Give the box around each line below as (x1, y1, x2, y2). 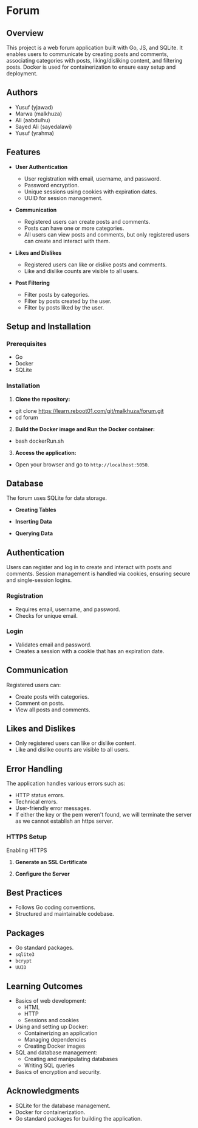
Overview (6, 28, 44, 38)
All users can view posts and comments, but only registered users (24, 230, 189, 238)
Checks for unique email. (15, 612, 78, 619)
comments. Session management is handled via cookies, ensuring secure (6, 570, 191, 578)
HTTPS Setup (6, 832, 47, 841)
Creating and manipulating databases (24, 1056, 118, 1062)
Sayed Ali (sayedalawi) (15, 123, 72, 130)
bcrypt (15, 958, 32, 964)
